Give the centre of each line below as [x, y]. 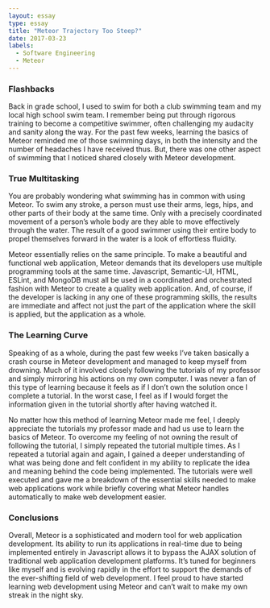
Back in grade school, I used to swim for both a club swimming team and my [135, 106]
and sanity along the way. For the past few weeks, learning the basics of [129, 132]
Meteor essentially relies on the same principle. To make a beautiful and [128, 254]
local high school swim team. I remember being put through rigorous [122, 115]
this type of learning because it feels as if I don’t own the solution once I [128, 387]
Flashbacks [31, 89]
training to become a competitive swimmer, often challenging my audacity [131, 124]
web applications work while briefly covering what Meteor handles [119, 488]
